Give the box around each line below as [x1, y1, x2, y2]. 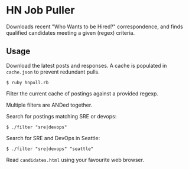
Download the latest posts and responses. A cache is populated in [6, 62, 167, 69]
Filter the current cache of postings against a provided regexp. [6, 90, 158, 97]
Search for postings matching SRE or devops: [6, 112, 117, 120]
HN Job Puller [6, 4, 75, 17]
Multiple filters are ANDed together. [6, 101, 93, 108]
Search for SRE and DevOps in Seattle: [6, 134, 100, 141]
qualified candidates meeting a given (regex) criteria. [6, 29, 135, 36]
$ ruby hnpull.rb [6, 79, 49, 85]
